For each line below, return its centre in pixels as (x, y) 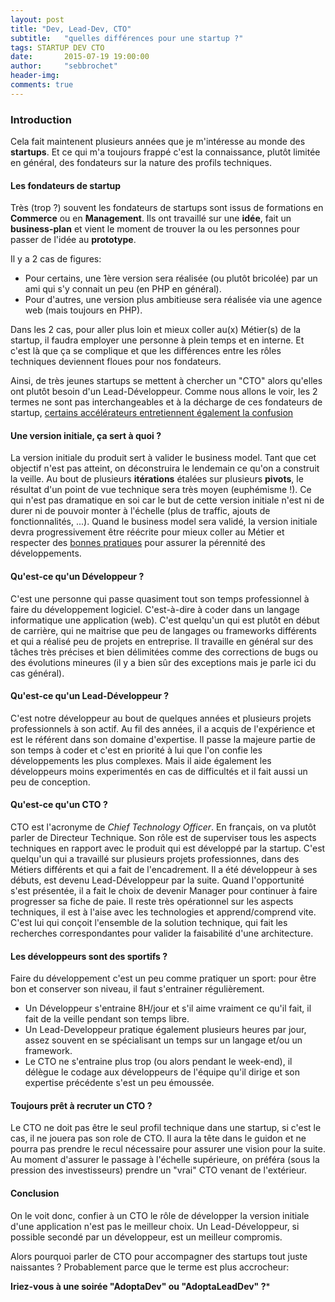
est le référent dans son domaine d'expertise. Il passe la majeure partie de (163, 739)
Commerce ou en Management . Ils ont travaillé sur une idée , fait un (151, 218)
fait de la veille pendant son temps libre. (107, 1019)
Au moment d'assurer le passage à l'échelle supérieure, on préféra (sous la (165, 1160)
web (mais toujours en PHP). (83, 310)
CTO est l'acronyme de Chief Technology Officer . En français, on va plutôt (163, 827)
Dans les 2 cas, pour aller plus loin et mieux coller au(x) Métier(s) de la (156, 330)
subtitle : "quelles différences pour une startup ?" (127, 38)
